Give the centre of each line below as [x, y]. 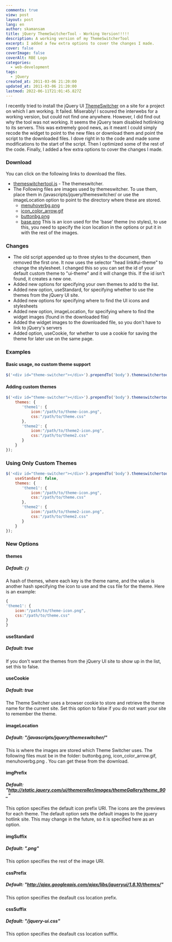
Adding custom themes [31, 386]
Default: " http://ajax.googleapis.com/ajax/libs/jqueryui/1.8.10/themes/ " [85, 885]
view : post [17, 15]
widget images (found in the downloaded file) [61, 317]
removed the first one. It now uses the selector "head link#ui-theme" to [88, 262]
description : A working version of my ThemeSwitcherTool [68, 39]
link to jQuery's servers [38, 328]
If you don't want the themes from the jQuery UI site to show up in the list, [83, 661]
